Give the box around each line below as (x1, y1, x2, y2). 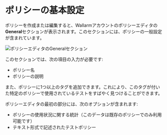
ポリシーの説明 (12, 73, 44, 79)
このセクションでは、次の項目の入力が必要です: (5, 56, 104, 62)
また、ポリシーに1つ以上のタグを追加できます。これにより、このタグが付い (5, 84, 160, 90)
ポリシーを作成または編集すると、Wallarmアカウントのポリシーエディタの (5, 22, 158, 28)
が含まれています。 (5, 35, 45, 41)
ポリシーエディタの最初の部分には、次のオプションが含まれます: (5, 101, 138, 107)
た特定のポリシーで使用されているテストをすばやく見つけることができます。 (5, 90, 163, 96)
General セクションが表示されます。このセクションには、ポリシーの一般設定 (5, 28, 162, 34)
